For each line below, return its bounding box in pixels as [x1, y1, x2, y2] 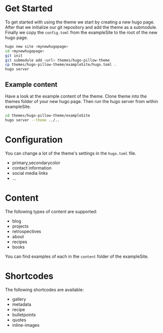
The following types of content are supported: [5, 208, 97, 214]
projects [12, 223, 29, 229]
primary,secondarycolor [12, 160, 61, 166]
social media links [12, 170, 48, 176]
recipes [12, 239, 28, 245]
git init [5, 53, 23, 58]
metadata [12, 301, 32, 307]
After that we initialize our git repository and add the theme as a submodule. [5, 24, 157, 30]
